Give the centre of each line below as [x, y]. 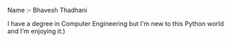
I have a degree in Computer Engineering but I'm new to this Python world [116, 23]
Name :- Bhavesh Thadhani [47, 10]
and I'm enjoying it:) [36, 31]
